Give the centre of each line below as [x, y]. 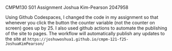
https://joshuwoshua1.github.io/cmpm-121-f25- [78, 39]
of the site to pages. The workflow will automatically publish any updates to [85, 33]
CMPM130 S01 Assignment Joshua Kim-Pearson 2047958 [67, 7]
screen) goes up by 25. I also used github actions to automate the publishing [86, 28]
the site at [16, 39]
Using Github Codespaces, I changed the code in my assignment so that [82, 17]
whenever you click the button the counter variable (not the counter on [80, 23]
